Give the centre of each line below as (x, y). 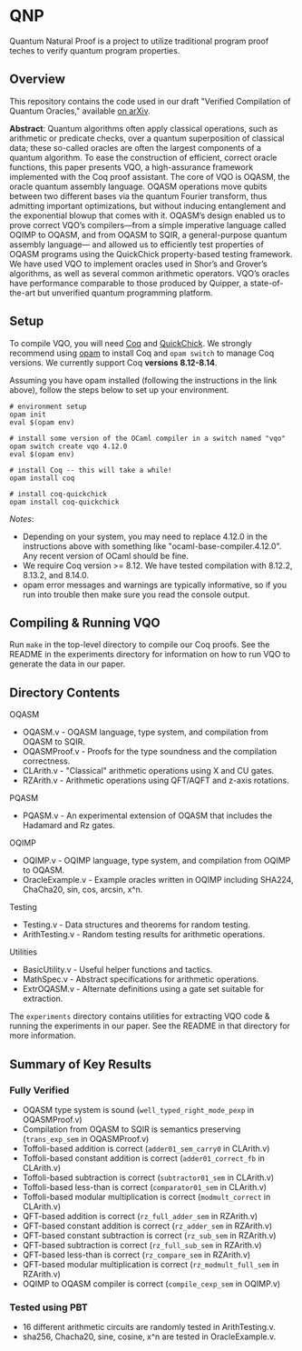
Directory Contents (65, 692)
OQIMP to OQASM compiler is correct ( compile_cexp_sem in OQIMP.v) (151, 1284)
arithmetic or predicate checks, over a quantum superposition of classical (147, 138)
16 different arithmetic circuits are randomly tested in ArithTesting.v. (149, 1327)
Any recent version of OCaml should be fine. (105, 555)
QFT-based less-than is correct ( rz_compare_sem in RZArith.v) (136, 1255)
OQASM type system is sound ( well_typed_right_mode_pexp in (138, 1109)
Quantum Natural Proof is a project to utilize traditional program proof (139, 41)
